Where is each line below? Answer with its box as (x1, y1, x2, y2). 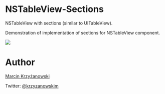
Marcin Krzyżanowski (5, 73, 50, 79)
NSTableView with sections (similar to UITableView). (5, 20, 113, 26)
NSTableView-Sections (5, 3, 104, 15)
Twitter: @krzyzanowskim (5, 82, 59, 88)
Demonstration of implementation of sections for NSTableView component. (5, 29, 160, 35)
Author (5, 56, 35, 68)
